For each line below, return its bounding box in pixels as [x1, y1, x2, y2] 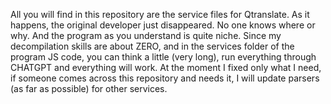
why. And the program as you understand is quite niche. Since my [10, 30, 282, 41]
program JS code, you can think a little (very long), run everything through [10, 51, 317, 63]
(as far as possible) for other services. [10, 83, 168, 94]
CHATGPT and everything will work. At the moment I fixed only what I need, [10, 62, 322, 73]
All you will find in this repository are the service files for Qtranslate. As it [10, 9, 310, 20]
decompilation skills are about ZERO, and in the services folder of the [10, 40, 295, 52]
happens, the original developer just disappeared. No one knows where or [10, 19, 316, 31]
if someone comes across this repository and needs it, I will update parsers [10, 72, 320, 84]
